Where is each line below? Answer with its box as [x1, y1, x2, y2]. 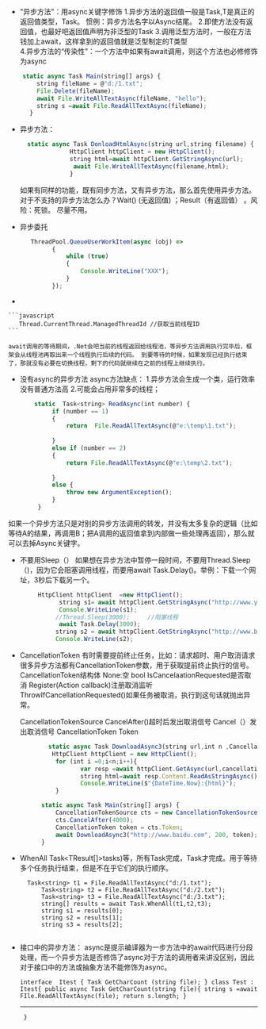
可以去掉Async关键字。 [8, 538, 85, 547]
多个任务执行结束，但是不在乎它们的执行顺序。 [19, 863, 173, 873]
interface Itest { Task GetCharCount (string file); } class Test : [19, 978, 255, 986]
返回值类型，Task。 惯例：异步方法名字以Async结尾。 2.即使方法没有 [19, 17, 247, 26]
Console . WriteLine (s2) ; [55, 635, 134, 643]
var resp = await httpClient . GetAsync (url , [80, 765, 222, 773]
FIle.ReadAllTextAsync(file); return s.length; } [19, 993, 188, 1000]
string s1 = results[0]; [40, 907, 123, 915]
